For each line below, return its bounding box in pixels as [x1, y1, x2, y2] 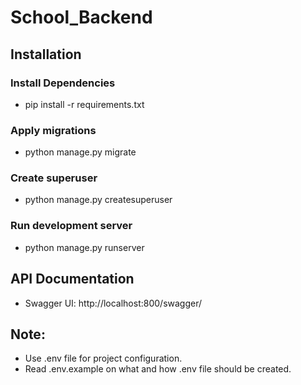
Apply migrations [10, 123, 97, 137]
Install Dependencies [10, 76, 116, 90]
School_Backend [10, 6, 153, 29]
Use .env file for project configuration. [24, 352, 183, 365]
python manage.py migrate [24, 146, 137, 158]
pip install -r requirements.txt [24, 98, 145, 110]
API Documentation [10, 271, 135, 288]
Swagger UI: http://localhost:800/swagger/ [24, 297, 203, 309]
